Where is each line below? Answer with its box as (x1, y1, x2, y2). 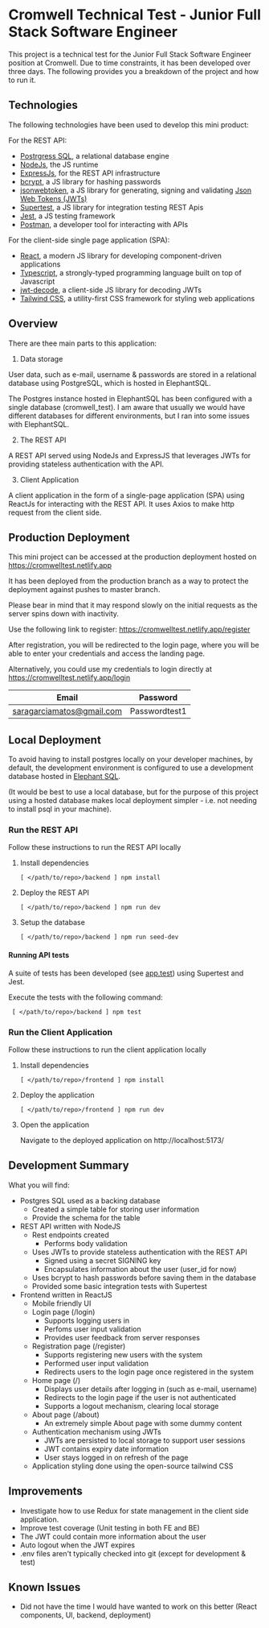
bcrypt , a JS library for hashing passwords (19, 176, 161, 186)
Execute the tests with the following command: (8, 992, 163, 1002)
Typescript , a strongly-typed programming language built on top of (19, 267, 243, 277)
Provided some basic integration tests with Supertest (31, 1281, 207, 1290)
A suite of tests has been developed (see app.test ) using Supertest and (8, 968, 244, 978)
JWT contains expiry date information (43, 1444, 169, 1453)
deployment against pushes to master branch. (8, 585, 161, 594)
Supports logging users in (43, 1315, 130, 1325)
